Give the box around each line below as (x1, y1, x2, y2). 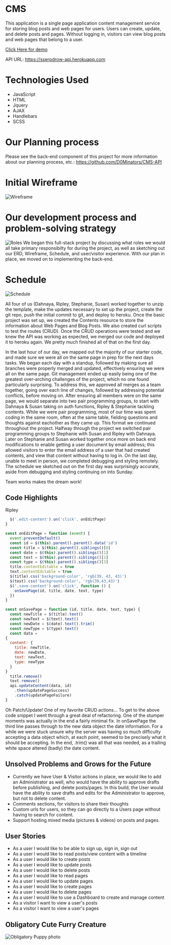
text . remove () (10, 678, 40, 683)
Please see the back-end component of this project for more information (5, 153, 158, 159)
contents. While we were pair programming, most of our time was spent (5, 409, 156, 415)
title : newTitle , (14, 645, 52, 650)
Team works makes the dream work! (5, 478, 82, 485)
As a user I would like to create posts (12, 856, 91, 862)
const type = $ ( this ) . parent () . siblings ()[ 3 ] (10, 559, 109, 565)
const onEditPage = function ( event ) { (5, 531, 90, 536)
